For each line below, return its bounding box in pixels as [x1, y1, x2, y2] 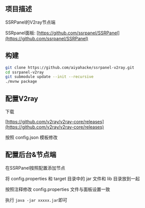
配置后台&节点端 [5, 151, 57, 159]
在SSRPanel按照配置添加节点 [5, 165, 66, 171]
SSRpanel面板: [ [5, 30, 39, 36]
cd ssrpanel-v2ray [5, 70, 44, 75]
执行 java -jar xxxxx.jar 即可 [5, 197, 67, 203]
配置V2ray [5, 94, 38, 103]
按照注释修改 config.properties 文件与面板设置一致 [5, 186, 110, 192]
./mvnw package [5, 79, 37, 84]
